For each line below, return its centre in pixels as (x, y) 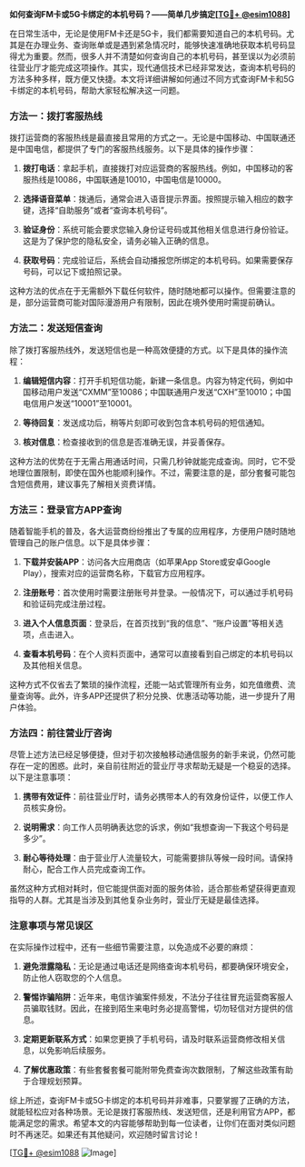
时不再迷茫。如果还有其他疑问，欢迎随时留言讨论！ (105, 1134)
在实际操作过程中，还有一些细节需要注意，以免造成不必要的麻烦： (133, 947)
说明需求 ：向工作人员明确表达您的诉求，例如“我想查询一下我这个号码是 (155, 827)
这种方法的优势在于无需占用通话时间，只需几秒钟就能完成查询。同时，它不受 (152, 461)
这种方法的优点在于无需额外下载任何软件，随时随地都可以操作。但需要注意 (148, 291)
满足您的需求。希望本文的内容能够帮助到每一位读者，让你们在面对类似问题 (156, 1123)
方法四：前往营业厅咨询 (60, 733)
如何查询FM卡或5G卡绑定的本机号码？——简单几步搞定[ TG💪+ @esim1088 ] (150, 14)
